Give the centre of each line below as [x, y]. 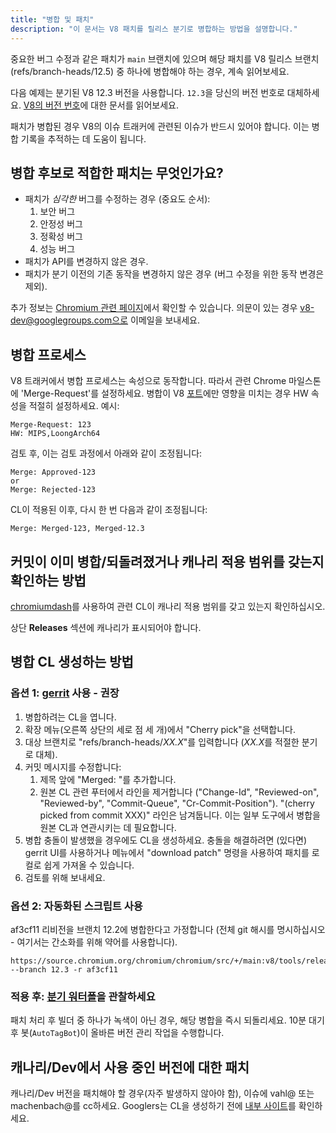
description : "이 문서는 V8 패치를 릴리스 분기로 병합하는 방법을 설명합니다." [154, 29]
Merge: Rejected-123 [53, 490]
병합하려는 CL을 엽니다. [70, 717]
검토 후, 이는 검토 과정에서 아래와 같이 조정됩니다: [106, 453]
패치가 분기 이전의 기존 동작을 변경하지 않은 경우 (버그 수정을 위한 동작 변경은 [174, 274]
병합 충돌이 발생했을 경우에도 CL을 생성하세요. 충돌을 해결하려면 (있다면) [166, 840]
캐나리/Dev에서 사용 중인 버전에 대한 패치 [130, 1067]
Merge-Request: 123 [51, 425]
